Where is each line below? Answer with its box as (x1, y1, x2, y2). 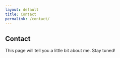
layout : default (5, 7, 39, 12)
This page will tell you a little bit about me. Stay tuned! (5, 48, 116, 54)
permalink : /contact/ (5, 16, 50, 21)
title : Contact (5, 12, 37, 17)
